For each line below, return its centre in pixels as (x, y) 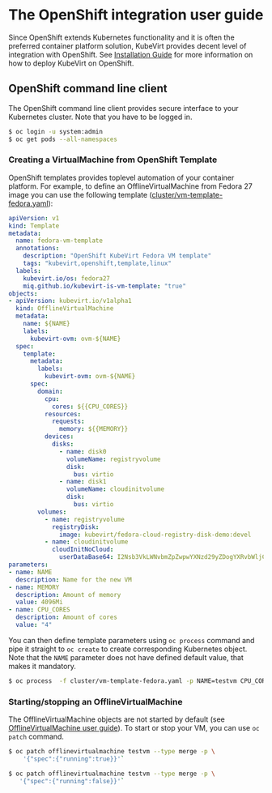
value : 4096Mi (39, 602)
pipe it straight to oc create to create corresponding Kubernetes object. (128, 649)
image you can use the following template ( (80, 194)
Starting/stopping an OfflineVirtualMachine (96, 701)
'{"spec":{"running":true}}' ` (74, 759)
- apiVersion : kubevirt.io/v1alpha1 (70, 301)
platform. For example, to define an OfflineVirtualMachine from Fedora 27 (130, 186)
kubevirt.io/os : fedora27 (67, 278)
